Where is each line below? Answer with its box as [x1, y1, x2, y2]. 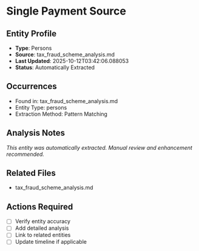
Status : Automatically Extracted [15, 64, 95, 71]
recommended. [6, 150, 44, 158]
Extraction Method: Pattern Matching [15, 110, 108, 118]
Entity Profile [6, 28, 56, 39]
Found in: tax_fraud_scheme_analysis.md [15, 97, 118, 104]
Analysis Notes [6, 128, 66, 138]
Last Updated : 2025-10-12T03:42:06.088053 [15, 58, 129, 64]
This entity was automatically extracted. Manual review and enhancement [6, 144, 193, 151]
